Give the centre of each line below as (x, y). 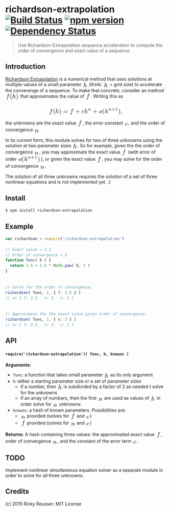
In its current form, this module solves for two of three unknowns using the (84, 140)
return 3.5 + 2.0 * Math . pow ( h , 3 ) (50, 266)
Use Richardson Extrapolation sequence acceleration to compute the (90, 45)
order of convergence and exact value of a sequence (74, 50)
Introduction (26, 67)
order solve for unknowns (50, 404)
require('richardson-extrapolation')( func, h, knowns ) (67, 354)
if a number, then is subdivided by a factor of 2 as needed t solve (92, 387)
